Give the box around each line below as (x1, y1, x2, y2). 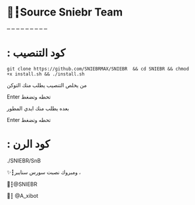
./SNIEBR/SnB (7, 157, 41, 164)
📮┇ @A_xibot (7, 192, 38, 199)
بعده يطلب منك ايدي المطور (7, 105, 69, 112)
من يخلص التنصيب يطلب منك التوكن (7, 81, 87, 88)
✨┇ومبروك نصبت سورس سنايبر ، (7, 169, 81, 176)
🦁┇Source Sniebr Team (7, 5, 123, 19)
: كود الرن (7, 137, 50, 151)
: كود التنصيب (7, 46, 66, 60)
